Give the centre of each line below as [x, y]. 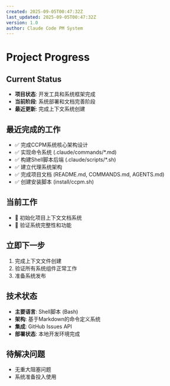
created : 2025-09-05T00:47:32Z [45, 12]
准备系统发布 [30, 275]
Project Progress [48, 57]
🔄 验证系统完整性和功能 [43, 225]
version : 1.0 [22, 22]
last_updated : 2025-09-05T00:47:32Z [51, 17]
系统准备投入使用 [35, 377]
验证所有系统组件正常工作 [46, 268]
